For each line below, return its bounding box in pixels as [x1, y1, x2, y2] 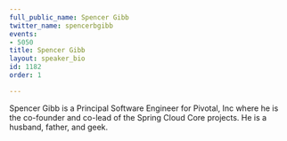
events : [9, 29, 38, 38]
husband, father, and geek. [9, 121, 109, 132]
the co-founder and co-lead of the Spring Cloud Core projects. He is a [9, 112, 267, 122]
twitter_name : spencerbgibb [9, 21, 114, 30]
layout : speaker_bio [9, 54, 86, 63]
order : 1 [9, 71, 42, 80]
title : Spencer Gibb [9, 46, 86, 55]
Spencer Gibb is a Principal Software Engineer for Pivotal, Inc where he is [9, 103, 279, 114]
